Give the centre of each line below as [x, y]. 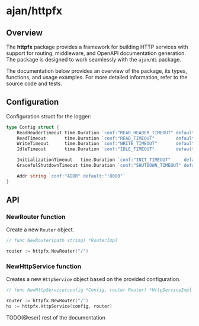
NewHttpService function [44, 266]
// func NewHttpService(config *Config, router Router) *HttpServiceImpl [99, 290]
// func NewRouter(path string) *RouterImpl [62, 241]
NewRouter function [36, 217]
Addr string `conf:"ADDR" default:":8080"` [71, 176]
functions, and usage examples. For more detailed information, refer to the [97, 77]
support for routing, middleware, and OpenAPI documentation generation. [96, 53]
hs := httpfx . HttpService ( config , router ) [59, 306]
